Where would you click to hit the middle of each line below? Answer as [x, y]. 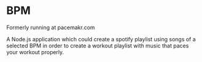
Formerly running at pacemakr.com [51, 27]
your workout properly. [35, 52]
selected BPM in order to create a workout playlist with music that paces [98, 46]
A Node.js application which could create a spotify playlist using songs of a [101, 39]
